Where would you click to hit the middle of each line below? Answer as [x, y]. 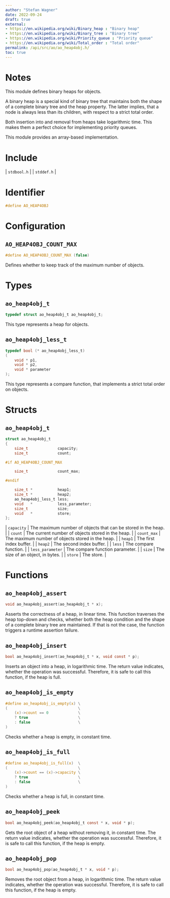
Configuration [36, 226]
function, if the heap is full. [33, 677]
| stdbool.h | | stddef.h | [31, 172]
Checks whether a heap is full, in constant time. [55, 796]
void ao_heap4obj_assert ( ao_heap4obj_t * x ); [54, 605]
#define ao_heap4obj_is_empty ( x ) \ [43, 704]
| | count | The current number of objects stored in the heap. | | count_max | [83, 533]
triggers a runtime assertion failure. [42, 630]
